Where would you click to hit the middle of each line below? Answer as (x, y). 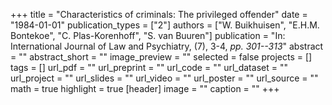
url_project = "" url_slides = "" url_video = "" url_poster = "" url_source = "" (164, 78)
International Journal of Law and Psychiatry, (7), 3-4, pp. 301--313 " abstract (167, 46)
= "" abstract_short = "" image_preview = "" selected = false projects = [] (161, 57)
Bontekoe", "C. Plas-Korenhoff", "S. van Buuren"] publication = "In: (148, 35)
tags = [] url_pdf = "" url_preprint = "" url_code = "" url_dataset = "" (149, 67)
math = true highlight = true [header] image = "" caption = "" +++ (145, 88)
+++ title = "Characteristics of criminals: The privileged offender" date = (159, 14)
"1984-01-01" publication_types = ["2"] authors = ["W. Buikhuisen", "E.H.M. (165, 25)
